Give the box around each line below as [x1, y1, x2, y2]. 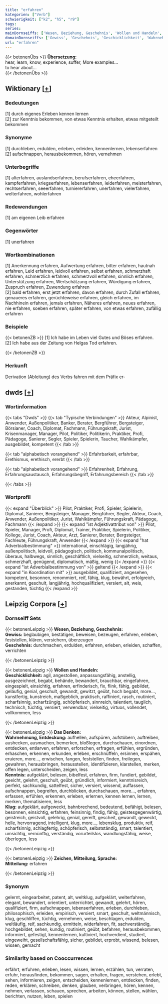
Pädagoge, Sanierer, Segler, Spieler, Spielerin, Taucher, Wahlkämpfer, [5, 436, 148, 442]
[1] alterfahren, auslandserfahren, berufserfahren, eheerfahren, [5, 175, 135, 181]
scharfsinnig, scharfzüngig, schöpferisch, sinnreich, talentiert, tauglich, [5, 699, 152, 705]
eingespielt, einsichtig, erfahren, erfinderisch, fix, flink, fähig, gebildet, [5, 683, 150, 689]
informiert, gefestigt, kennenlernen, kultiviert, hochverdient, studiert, [5, 932, 146, 938]
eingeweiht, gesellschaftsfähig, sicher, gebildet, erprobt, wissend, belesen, [5, 937, 159, 943]
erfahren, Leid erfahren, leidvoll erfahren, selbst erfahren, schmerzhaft [5, 268, 151, 274]
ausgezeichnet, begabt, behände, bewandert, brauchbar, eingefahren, [5, 678, 150, 684]
